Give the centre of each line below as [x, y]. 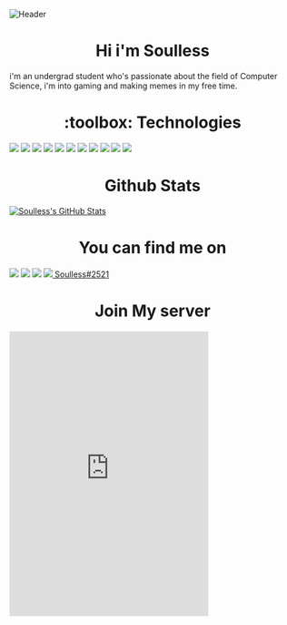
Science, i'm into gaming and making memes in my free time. [124, 86]
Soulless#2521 [82, 274]
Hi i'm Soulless [153, 51]
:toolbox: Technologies [153, 123]
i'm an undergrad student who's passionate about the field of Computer [143, 76]
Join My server [153, 311]
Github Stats [153, 186]
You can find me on [153, 248]
